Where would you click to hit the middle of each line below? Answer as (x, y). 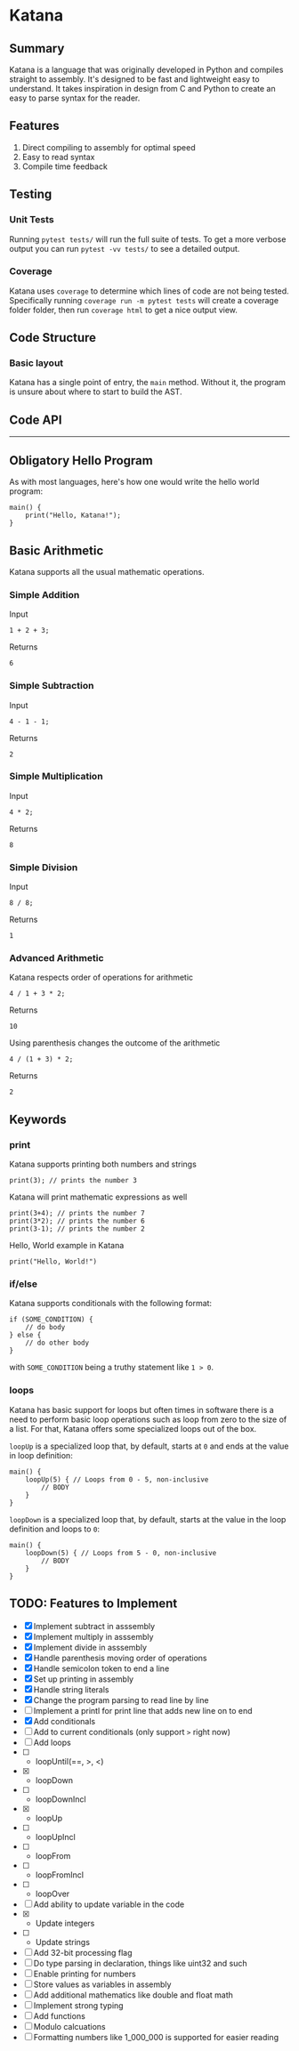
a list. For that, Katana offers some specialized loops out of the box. (133, 1428)
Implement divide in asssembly (90, 1647)
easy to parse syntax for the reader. (75, 98)
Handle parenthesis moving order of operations (120, 1658)
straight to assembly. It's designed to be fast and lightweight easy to (134, 79)
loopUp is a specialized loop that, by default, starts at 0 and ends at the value (149, 1446)
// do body (45, 1328)
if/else (24, 1284)
